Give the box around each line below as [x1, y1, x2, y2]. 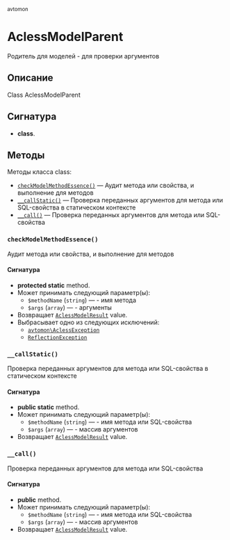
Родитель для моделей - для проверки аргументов [7, 51, 160, 60]
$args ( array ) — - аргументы [27, 303, 113, 312]
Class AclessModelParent [7, 90, 81, 99]
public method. [17, 495, 62, 504]
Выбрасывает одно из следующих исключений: [17, 318, 160, 326]
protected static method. [17, 281, 90, 289]
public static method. [17, 403, 80, 411]
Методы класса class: [7, 168, 72, 176]
